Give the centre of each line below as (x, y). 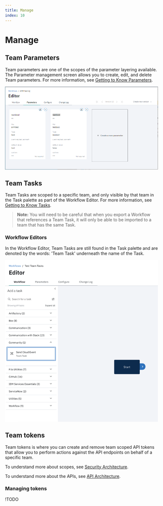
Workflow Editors (26, 238)
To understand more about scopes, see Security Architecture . (67, 467)
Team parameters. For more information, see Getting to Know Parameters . (79, 80)
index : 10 (15, 15)
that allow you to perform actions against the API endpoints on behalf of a (79, 452)
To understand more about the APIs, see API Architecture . (63, 476)
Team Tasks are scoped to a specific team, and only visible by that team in (80, 195)
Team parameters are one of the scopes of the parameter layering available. (81, 69)
